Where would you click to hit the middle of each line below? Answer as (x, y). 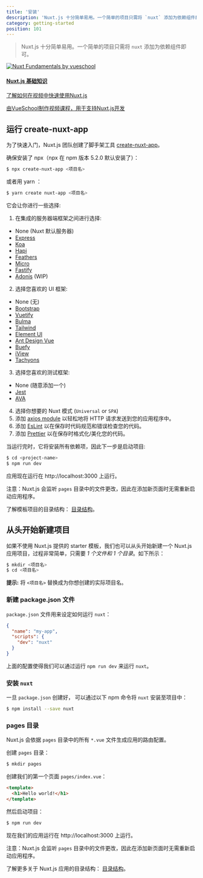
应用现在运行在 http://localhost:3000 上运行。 (63, 476)
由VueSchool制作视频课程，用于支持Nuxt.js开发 (66, 108)
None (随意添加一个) (40, 385)
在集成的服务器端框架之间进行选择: (58, 218)
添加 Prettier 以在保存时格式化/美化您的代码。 (72, 434)
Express (25, 238)
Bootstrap (27, 308)
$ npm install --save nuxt (40, 709)
